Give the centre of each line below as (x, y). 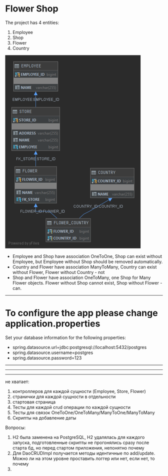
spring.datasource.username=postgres (53, 352)
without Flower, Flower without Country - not (58, 272)
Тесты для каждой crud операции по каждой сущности (71, 407)
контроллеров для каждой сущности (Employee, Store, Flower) (79, 391)
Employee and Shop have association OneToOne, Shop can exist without (87, 256)
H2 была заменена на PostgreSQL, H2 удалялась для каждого (78, 437)
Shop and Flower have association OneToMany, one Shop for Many (81, 277)
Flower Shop (32, 9)
